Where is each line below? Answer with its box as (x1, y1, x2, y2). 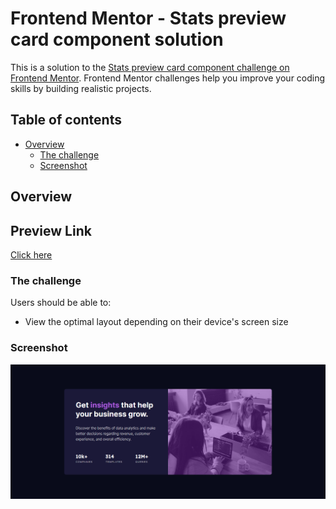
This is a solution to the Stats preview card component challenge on (10, 61, 290, 73)
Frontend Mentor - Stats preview (10, 7, 287, 30)
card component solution (10, 28, 224, 51)
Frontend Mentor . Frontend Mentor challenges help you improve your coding (10, 72, 326, 84)
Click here (10, 248, 53, 261)
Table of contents (10, 112, 122, 129)
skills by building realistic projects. (10, 82, 152, 94)
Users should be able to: (10, 297, 112, 309)
